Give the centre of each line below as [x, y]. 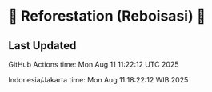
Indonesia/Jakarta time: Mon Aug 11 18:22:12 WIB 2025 [98, 80]
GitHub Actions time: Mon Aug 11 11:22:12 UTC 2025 [94, 64]
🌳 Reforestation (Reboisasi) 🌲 [107, 16]
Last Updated [42, 46]
